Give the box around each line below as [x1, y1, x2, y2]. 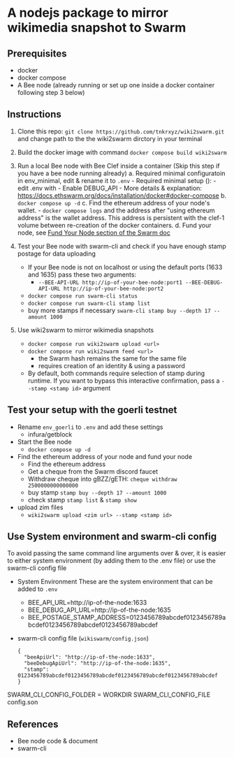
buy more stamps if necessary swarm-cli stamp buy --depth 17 [27, 306, 211, 314]
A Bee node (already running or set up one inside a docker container [17, 81, 215, 89]
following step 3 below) [17, 89, 85, 96]
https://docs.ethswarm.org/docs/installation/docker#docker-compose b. [17, 191, 227, 200]
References [7, 718, 59, 730]
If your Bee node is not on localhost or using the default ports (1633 [27, 263, 223, 271]
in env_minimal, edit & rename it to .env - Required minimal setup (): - [17, 176, 217, 184]
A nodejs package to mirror [7, 5, 169, 21]
